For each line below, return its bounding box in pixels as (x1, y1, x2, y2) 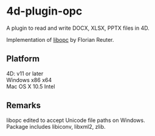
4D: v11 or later (6, 70, 44, 77)
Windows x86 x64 (6, 76, 52, 83)
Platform (6, 53, 40, 64)
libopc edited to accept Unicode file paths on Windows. (6, 117, 145, 124)
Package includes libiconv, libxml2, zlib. (6, 123, 106, 130)
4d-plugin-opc (6, 4, 83, 18)
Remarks (6, 100, 41, 110)
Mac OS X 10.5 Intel (6, 83, 55, 90)
